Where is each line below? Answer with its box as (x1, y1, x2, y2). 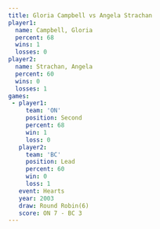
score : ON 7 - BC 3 (18, 209, 82, 217)
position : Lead (25, 158, 76, 166)
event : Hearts (18, 187, 65, 195)
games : (8, 92, 30, 100)
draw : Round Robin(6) (18, 201, 89, 209)
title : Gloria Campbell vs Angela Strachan (8, 11, 153, 20)
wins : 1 (15, 41, 41, 49)
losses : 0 (15, 48, 47, 56)
